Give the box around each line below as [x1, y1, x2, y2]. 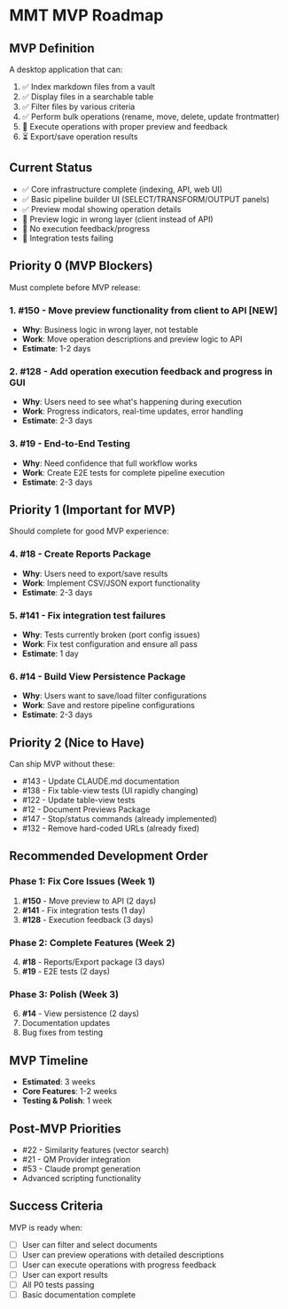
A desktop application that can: [9, 64, 123, 75]
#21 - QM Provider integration [21, 1154, 131, 1164]
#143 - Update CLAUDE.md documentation [21, 776, 180, 786]
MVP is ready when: [9, 1222, 82, 1233]
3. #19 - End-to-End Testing [9, 438, 131, 450]
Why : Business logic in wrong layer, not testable [21, 324, 198, 335]
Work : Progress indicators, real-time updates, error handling [21, 406, 244, 417]
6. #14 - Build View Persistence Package [9, 670, 186, 682]
